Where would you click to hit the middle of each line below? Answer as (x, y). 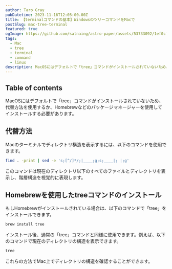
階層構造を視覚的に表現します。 (52, 177)
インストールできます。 (30, 215)
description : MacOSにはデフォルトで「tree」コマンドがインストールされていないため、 (88, 67)
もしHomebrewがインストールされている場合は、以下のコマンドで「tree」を (86, 208)
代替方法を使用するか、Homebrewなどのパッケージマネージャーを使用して (84, 107)
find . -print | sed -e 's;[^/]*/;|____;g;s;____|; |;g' (67, 161)
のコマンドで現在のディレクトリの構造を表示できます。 (63, 241)
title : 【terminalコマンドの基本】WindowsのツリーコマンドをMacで (70, 19)
